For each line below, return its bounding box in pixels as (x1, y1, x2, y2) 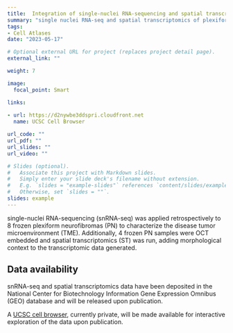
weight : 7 (7, 67, 36, 74)
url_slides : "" (7, 144, 51, 151)
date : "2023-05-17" (7, 36, 64, 43)
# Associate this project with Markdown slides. (7, 169, 157, 176)
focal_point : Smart (13, 86, 70, 94)
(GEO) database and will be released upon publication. (7, 296, 163, 305)
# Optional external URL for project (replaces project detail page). (7, 49, 216, 55)
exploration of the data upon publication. (7, 317, 123, 326)
